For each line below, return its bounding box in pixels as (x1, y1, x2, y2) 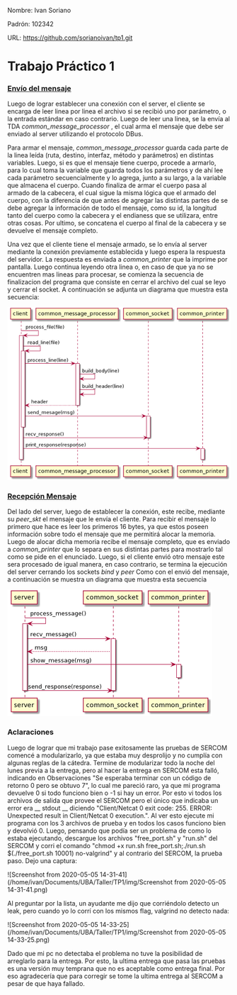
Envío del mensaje (7, 84, 72, 94)
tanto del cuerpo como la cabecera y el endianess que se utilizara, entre (7, 211, 218, 220)
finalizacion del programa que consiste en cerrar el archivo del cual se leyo (7, 278, 226, 287)
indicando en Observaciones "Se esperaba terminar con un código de (7, 773, 212, 782)
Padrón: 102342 (7, 20, 54, 28)
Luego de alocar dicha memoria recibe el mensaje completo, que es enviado (7, 538, 231, 546)
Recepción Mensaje (7, 491, 77, 501)
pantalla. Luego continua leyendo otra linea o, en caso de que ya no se (7, 262, 214, 272)
